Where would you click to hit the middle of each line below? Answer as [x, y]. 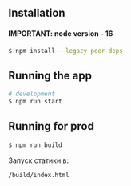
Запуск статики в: [39, 160]
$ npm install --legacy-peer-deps [66, 51]
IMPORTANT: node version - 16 [61, 33]
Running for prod [51, 126]
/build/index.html [39, 175]
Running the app [50, 75]
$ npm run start [35, 102]
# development [32, 94]
